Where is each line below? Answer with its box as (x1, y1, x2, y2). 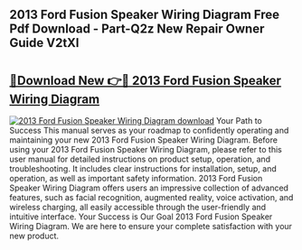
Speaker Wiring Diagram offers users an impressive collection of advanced (9, 182, 289, 193)
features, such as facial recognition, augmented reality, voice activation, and (9, 192, 294, 202)
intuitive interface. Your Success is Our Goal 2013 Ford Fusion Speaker (9, 211, 273, 222)
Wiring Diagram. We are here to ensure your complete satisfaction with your (9, 221, 292, 231)
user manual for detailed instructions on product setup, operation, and (9, 153, 271, 164)
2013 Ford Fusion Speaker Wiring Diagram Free (9, 7, 280, 23)
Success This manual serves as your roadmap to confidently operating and (9, 125, 289, 135)
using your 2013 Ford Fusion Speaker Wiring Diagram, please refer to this (9, 144, 282, 154)
